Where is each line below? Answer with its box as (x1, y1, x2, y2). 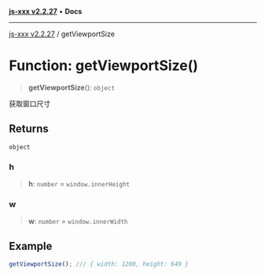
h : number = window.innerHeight (28, 179, 131, 189)
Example (9, 239, 53, 252)
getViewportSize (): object (28, 83, 116, 92)
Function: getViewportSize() (9, 57, 199, 75)
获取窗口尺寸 (9, 98, 50, 109)
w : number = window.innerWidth (28, 216, 128, 226)
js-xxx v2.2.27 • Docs (9, 7, 83, 16)
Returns (9, 122, 50, 136)
